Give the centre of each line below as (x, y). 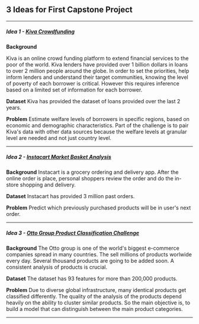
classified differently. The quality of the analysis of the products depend (94, 296)
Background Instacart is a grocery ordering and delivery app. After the (92, 172)
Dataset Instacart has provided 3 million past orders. (70, 196)
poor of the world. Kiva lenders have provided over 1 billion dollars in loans (97, 64)
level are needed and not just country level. (59, 138)
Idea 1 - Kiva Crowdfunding (41, 31)
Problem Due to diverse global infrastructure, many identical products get (96, 290)
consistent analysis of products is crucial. (57, 267)
